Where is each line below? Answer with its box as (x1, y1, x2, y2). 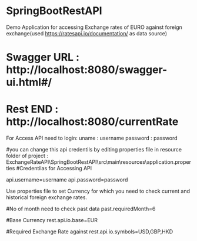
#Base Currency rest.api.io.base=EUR (6, 217, 98, 224)
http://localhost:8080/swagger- (6, 63, 168, 77)
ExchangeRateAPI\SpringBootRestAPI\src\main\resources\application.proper (6, 159, 191, 166)
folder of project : (6, 152, 49, 160)
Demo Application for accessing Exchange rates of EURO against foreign (6, 24, 182, 31)
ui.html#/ (6, 75, 52, 89)
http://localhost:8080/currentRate (6, 115, 179, 128)
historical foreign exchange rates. (6, 194, 88, 201)
